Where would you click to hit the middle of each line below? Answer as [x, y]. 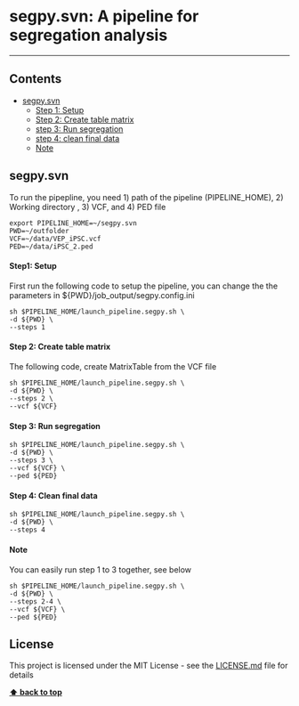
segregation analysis [89, 35]
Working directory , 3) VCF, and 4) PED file [88, 207]
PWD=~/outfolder [39, 231]
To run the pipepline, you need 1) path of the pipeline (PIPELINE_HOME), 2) [146, 197]
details [21, 675]
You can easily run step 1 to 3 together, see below [101, 569]
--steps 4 [28, 530]
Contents [36, 79]
